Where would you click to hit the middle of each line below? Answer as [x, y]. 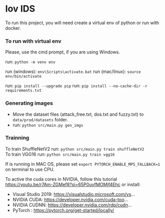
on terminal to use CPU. [30, 169]
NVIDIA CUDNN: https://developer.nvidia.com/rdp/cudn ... [72, 205]
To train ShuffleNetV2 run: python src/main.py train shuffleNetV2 [75, 149]
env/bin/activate [23, 77]
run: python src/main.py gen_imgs [48, 125]
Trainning [17, 138]
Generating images [29, 103]
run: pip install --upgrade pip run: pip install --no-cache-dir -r [76, 86]
